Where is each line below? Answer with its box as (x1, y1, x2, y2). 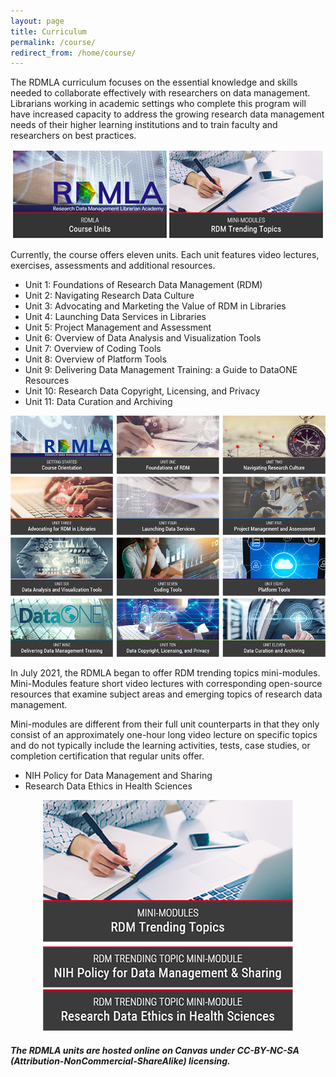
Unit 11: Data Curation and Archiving (24, 396, 173, 408)
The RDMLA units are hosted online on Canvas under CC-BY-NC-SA (10, 1044, 300, 1056)
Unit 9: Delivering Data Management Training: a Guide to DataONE (24, 364, 298, 376)
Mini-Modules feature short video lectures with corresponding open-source (10, 678, 323, 690)
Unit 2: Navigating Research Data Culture (24, 290, 195, 302)
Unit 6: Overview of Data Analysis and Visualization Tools (24, 332, 262, 344)
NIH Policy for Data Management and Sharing (24, 770, 213, 782)
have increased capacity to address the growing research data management (10, 108, 325, 120)
